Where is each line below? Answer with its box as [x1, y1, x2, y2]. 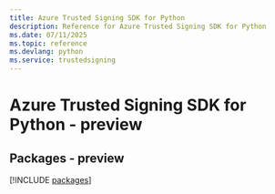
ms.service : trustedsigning [9, 56, 117, 65]
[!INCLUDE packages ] [9, 175, 92, 185]
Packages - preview [9, 150, 125, 166]
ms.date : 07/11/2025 [9, 30, 88, 39]
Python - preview [9, 115, 143, 135]
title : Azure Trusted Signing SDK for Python [9, 13, 185, 23]
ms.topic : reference [9, 38, 88, 48]
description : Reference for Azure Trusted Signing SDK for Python [9, 22, 267, 31]
